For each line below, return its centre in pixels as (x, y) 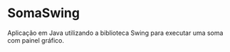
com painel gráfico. (36, 40)
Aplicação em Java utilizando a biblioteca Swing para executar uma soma (115, 33)
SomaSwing (44, 13)
